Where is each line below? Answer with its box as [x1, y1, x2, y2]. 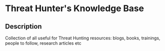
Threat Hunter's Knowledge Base [5, 3, 144, 14]
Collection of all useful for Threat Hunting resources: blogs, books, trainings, [5, 35, 161, 41]
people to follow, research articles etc [5, 40, 82, 46]
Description [5, 22, 42, 31]
